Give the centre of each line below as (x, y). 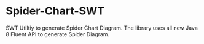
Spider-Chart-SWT (55, 11)
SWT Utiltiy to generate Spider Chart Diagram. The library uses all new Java (102, 28)
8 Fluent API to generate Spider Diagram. (58, 34)
